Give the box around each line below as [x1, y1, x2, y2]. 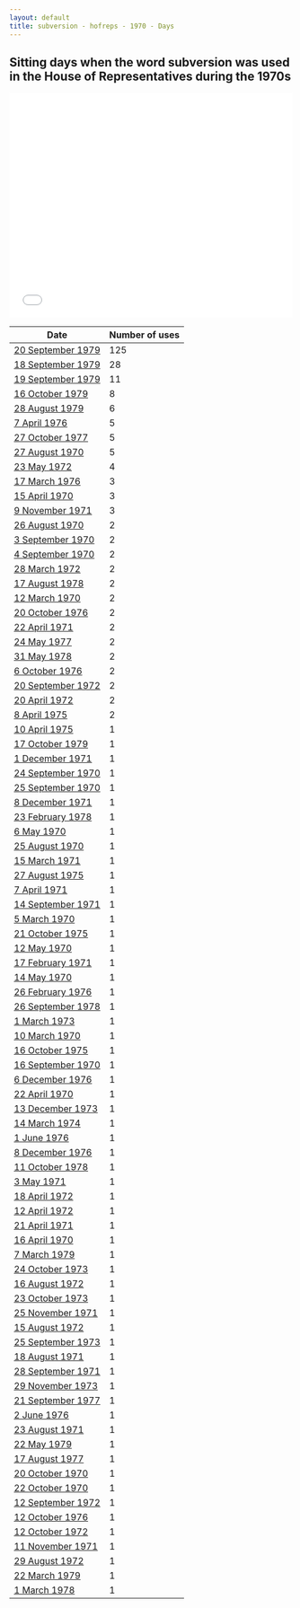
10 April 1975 [13, 724, 74, 736]
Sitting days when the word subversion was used [9, 55, 290, 70]
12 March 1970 [13, 592, 81, 604]
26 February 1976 [13, 986, 93, 998]
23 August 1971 [13, 1424, 84, 1437]
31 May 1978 [13, 650, 73, 663]
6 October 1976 [13, 665, 83, 678]
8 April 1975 [13, 708, 68, 721]
